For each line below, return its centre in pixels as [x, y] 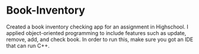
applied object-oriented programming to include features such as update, [96, 33]
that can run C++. [28, 46]
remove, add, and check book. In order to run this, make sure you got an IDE [100, 39]
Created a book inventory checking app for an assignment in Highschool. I [97, 27]
